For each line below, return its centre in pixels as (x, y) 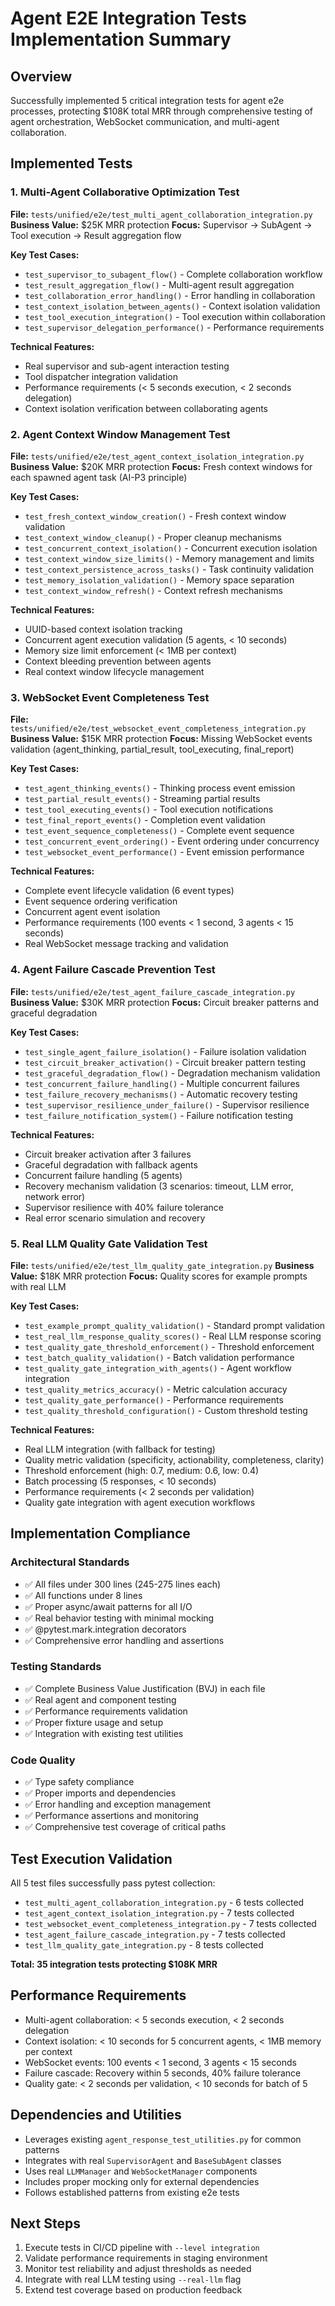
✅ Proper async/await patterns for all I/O (108, 1606)
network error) (55, 1196)
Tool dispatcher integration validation (101, 376)
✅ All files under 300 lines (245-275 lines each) (123, 1584)
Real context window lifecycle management (114, 671)
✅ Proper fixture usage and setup (94, 1722)
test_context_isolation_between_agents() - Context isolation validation (172, 306)
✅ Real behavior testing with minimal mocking (119, 1618)
